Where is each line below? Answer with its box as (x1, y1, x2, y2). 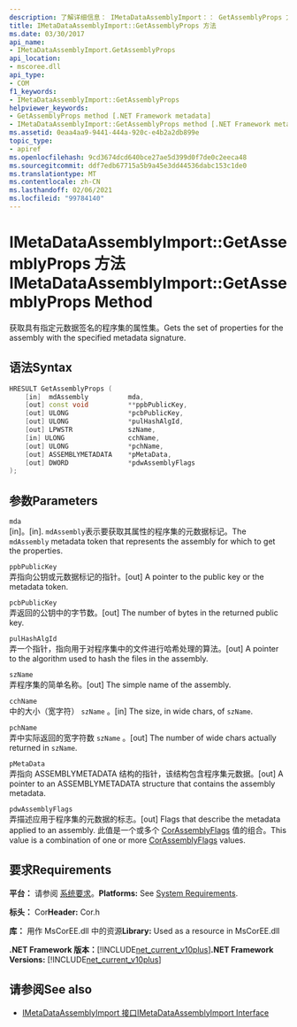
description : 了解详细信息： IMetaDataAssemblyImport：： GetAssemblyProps (9, 12, 283, 22)
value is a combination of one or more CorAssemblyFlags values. (9, 835, 246, 846)
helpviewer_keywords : (9, 104, 89, 112)
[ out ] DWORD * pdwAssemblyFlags (25, 458, 196, 467)
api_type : (9, 71, 46, 80)
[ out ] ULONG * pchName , (25, 442, 164, 451)
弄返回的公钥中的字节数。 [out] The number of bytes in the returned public (9, 607, 278, 618)
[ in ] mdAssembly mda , (25, 392, 144, 401)
